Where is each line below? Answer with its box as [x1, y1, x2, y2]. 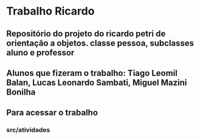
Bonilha [6, 87, 36, 97]
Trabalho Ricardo [6, 4, 95, 18]
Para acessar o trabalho [6, 107, 98, 118]
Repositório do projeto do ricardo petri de [6, 29, 166, 39]
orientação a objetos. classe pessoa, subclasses [6, 38, 195, 48]
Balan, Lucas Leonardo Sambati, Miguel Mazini [6, 77, 187, 87]
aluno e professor [6, 47, 75, 58]
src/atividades [6, 126, 50, 134]
